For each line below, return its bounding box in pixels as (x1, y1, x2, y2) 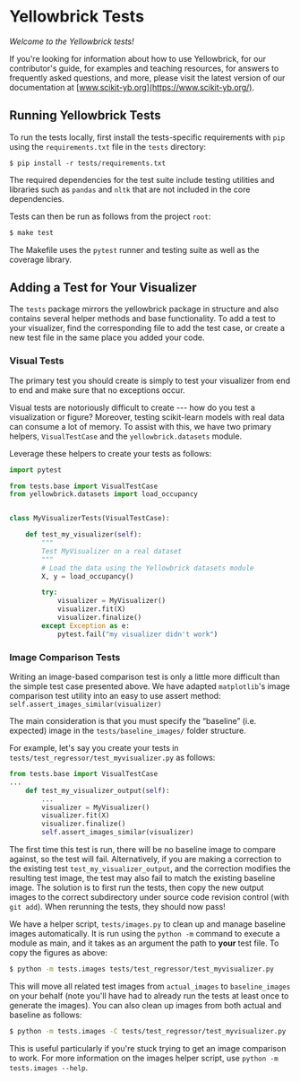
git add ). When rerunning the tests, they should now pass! (9, 902, 226, 912)
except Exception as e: (41, 621, 130, 630)
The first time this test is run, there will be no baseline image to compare (9, 844, 276, 855)
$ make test (9, 228, 54, 237)
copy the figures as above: (9, 947, 107, 958)
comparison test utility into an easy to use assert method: (9, 691, 221, 702)
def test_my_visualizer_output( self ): (25, 786, 170, 795)
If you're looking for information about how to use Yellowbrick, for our (9, 53, 267, 64)
